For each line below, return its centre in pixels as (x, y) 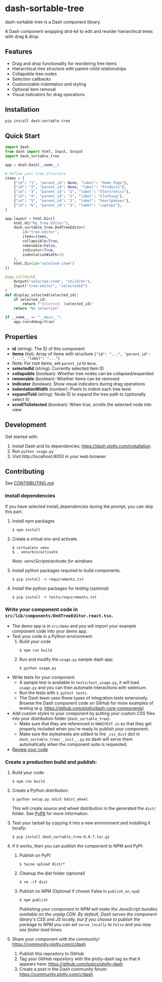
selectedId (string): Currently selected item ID (58, 368)
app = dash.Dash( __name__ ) (32, 165)
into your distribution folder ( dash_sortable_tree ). (61, 718)
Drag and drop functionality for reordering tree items (64, 63)
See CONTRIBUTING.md (29, 483)
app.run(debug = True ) (34, 322)
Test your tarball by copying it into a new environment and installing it (81, 823)
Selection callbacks (31, 79)
